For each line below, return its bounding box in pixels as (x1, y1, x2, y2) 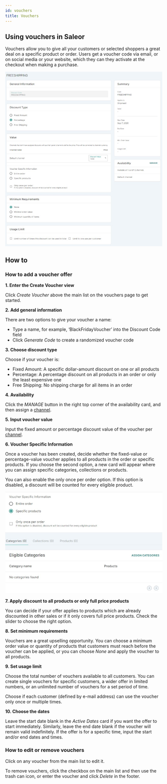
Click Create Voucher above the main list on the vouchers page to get (5, 292, 149, 298)
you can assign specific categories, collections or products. (5, 467, 128, 473)
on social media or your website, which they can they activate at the (5, 57, 145, 63)
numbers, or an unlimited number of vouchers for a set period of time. (5, 684, 149, 690)
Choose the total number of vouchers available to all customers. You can (5, 673, 155, 679)
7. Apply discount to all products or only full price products (5, 598, 130, 604)
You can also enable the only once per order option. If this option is (5, 477, 143, 483)
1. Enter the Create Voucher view (5, 282, 75, 288)
